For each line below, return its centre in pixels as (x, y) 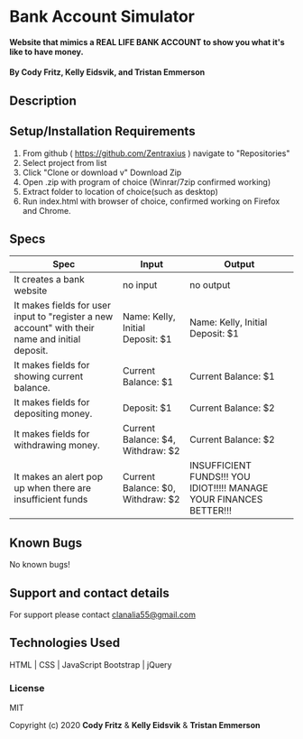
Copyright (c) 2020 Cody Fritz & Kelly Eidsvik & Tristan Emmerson (135, 725)
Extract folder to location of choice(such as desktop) (120, 191)
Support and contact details (89, 593)
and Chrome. (46, 210)
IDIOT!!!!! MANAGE (229, 488)
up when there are (53, 488)
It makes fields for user (62, 306)
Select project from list (64, 162)
